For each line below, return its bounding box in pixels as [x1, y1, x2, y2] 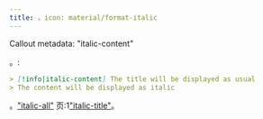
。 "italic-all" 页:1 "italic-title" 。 [9, 100, 120, 111]
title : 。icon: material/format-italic [9, 13, 158, 23]
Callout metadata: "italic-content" [9, 38, 134, 49]
